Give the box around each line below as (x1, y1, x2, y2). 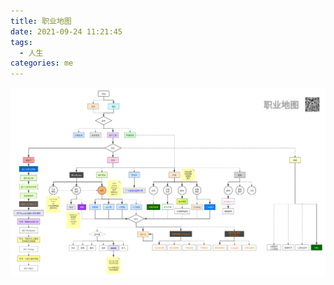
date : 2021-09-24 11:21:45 (10, 26, 123, 37)
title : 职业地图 (10, 16, 72, 26)
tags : (10, 37, 33, 47)
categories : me (10, 58, 74, 69)
